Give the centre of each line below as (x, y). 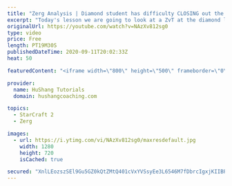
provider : (21, 83)
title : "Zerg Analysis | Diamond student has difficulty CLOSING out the (116, 13)
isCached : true (41, 159)
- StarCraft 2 (33, 115)
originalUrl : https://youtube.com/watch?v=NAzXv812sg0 (88, 26)
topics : (18, 108)
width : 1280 (37, 146)
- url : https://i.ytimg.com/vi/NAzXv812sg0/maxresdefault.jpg (105, 140)
